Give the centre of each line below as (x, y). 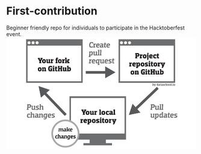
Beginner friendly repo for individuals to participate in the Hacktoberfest (96, 28)
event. (14, 34)
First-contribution (52, 11)
